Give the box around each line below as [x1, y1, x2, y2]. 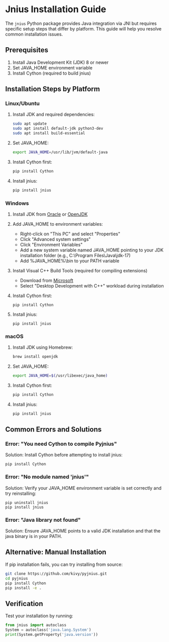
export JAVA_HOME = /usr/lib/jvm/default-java [12, 150, 108, 155]
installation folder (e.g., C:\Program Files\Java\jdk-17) [20, 252, 131, 258]
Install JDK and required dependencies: [12, 112, 95, 118]
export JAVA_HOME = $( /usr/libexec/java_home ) [12, 373, 108, 378]
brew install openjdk [12, 354, 58, 360]
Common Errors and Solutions [5, 425, 102, 434]
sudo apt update [12, 121, 47, 126]
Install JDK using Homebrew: [12, 344, 73, 350]
